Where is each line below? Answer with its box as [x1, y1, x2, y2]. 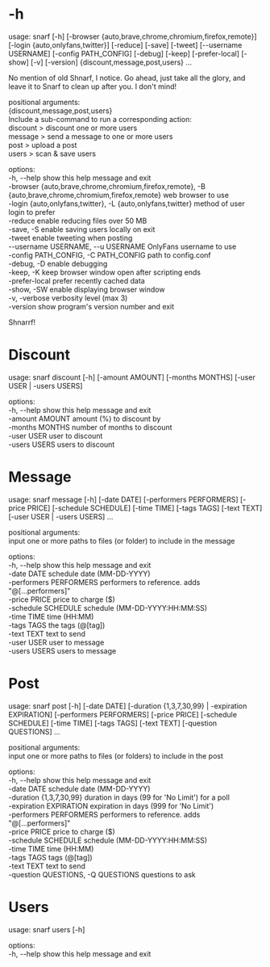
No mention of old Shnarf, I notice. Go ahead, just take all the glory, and [8, 73, 246, 82]
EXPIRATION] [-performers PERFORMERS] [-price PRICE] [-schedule [8, 709, 238, 719]
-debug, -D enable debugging [8, 259, 108, 268]
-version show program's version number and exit [8, 301, 175, 311]
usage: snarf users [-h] [8, 924, 85, 934]
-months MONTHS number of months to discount [8, 422, 172, 432]
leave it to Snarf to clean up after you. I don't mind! [8, 82, 177, 91]
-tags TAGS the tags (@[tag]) [8, 620, 106, 630]
